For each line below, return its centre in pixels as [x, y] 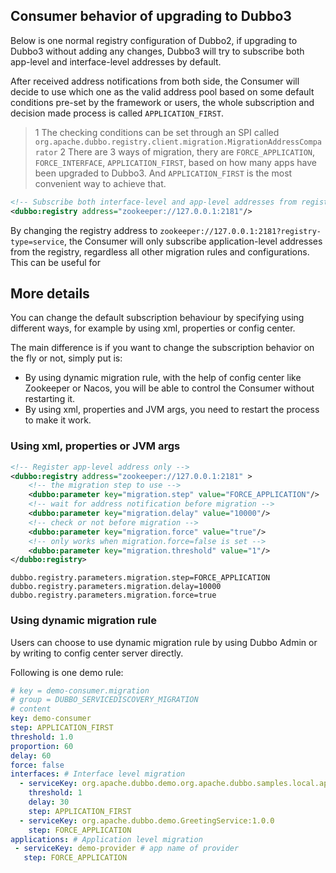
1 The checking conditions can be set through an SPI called [157, 132]
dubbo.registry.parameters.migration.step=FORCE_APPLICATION [140, 578]
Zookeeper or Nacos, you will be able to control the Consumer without [169, 388]
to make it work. [58, 420]
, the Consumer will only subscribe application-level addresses [193, 241]
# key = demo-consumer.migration [80, 690]
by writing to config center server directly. [97, 653]
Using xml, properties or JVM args [95, 446]
